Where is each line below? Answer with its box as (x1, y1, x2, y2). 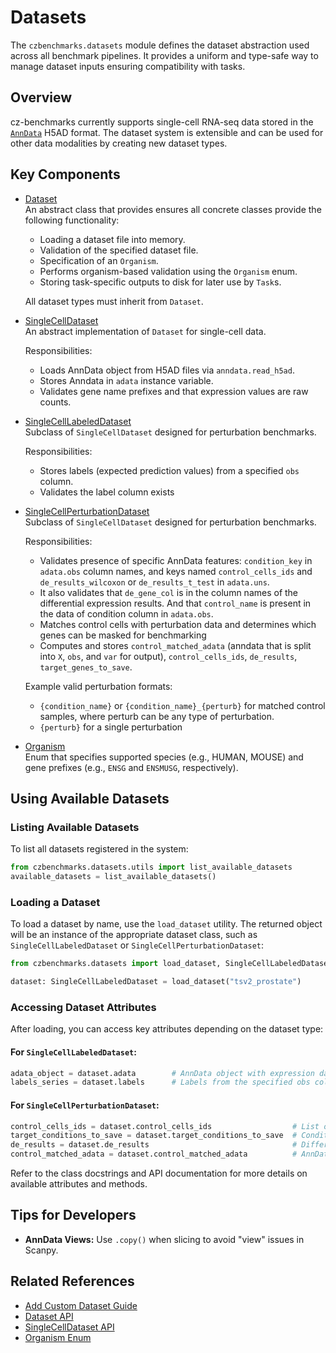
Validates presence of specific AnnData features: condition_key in (39, 554, 313, 566)
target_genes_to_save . (39, 661, 133, 673)
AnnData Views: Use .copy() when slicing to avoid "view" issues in (24, 1233, 305, 1245)
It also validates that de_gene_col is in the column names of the (39, 586, 299, 598)
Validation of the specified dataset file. (39, 244, 199, 256)
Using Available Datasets (10, 790, 170, 807)
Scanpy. (24, 1244, 59, 1256)
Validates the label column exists (39, 486, 175, 498)
